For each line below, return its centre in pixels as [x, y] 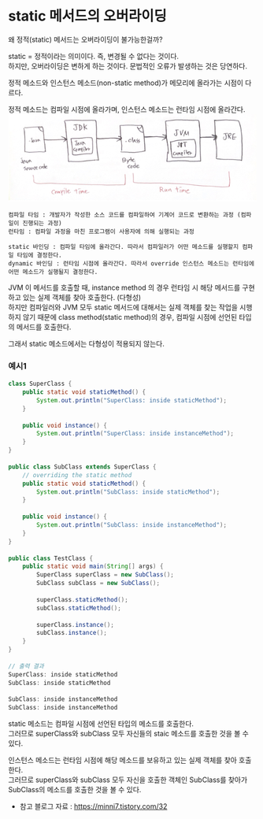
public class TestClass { [50, 558]
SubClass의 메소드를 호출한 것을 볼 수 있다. [75, 790]
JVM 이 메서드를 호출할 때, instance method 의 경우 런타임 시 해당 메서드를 [124, 287]
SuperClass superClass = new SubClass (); [106, 575]
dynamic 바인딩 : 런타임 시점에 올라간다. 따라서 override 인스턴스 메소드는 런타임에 [131, 263]
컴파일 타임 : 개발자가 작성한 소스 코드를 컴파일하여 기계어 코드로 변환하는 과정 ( [125, 215]
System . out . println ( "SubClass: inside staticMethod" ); [128, 492]
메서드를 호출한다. [44, 327]
